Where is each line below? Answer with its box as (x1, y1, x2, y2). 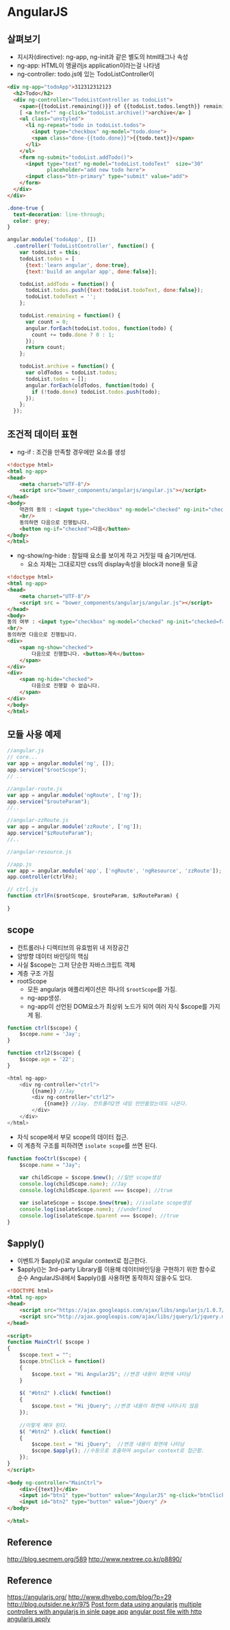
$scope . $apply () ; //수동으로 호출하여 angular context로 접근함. (31, 1447, 205, 1454)
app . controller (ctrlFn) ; (7, 873, 78, 880)
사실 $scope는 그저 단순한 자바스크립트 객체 (16, 960, 136, 969)
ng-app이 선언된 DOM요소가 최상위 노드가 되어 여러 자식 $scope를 (27, 1002, 207, 1010)
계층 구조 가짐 (16, 969, 54, 977)
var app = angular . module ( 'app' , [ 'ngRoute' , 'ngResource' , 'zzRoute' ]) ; (7, 867, 222, 874)
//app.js (7, 860, 32, 868)
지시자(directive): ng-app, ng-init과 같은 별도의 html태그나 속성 (16, 53, 188, 60)
